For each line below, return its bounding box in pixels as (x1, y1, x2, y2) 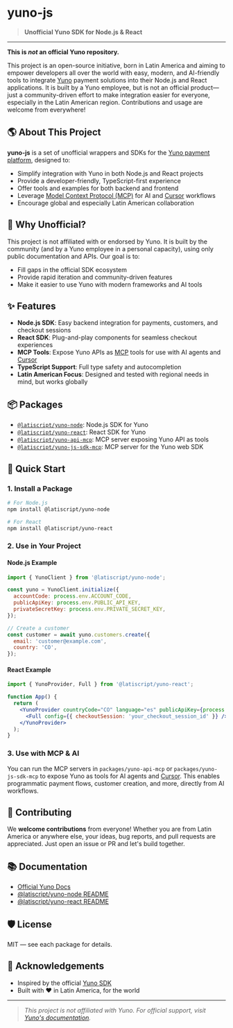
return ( (13, 700, 39, 707)
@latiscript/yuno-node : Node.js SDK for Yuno (17, 421, 149, 429)
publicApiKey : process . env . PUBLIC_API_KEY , (13, 599, 141, 607)
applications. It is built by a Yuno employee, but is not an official (7, 83, 189, 92)
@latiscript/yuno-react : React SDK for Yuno (17, 428, 146, 437)
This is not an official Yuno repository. (7, 47, 120, 56)
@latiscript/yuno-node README (17, 890, 109, 898)
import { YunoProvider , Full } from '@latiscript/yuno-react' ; (7, 681, 194, 688)
